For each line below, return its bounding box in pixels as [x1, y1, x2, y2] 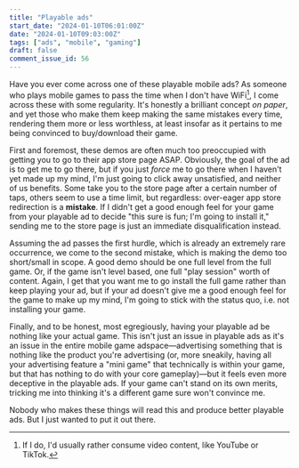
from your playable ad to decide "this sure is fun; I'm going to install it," [9, 211, 270, 222]
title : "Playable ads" [9, 12, 93, 22]
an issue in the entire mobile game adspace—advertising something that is [9, 340, 283, 351]
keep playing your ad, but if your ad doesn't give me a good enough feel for [9, 285, 287, 295]
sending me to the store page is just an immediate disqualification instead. [9, 220, 282, 231]
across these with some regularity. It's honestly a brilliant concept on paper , [9, 99, 288, 109]
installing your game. [9, 303, 86, 314]
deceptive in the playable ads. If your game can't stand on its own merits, [9, 377, 279, 388]
